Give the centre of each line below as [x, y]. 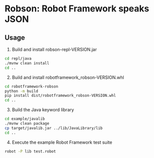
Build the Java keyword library [43, 110]
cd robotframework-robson [31, 86]
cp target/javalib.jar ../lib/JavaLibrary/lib [54, 128]
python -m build [21, 91]
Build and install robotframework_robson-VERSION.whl [68, 77]
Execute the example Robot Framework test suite [62, 142]
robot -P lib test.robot [30, 151]
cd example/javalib [25, 119]
